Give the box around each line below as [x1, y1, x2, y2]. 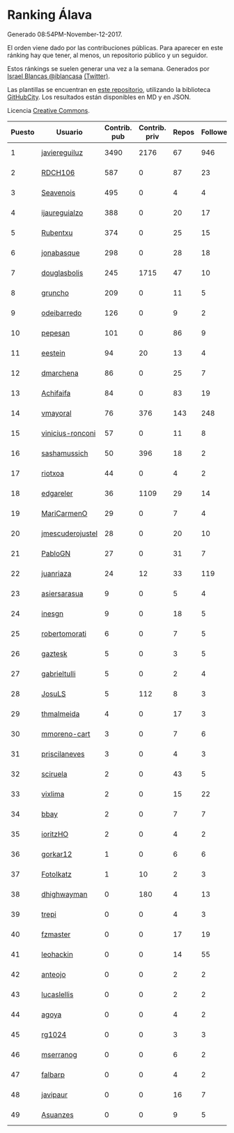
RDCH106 [41, 167, 75, 177]
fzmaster [41, 929, 71, 939]
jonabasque [41, 248, 80, 257]
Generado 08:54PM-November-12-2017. [7, 30, 123, 38]
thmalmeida [41, 708, 80, 718]
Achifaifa [41, 388, 71, 397]
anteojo [41, 969, 66, 979]
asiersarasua [41, 588, 84, 598]
